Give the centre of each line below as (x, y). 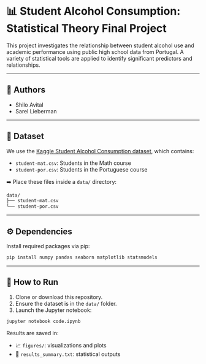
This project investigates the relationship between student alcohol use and (100, 45)
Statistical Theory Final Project (86, 28)
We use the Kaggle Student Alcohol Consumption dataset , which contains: (100, 151)
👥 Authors (26, 90)
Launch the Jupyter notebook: (53, 310)
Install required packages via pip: (48, 246)
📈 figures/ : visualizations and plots (61, 345)
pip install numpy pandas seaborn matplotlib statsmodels (82, 257)
